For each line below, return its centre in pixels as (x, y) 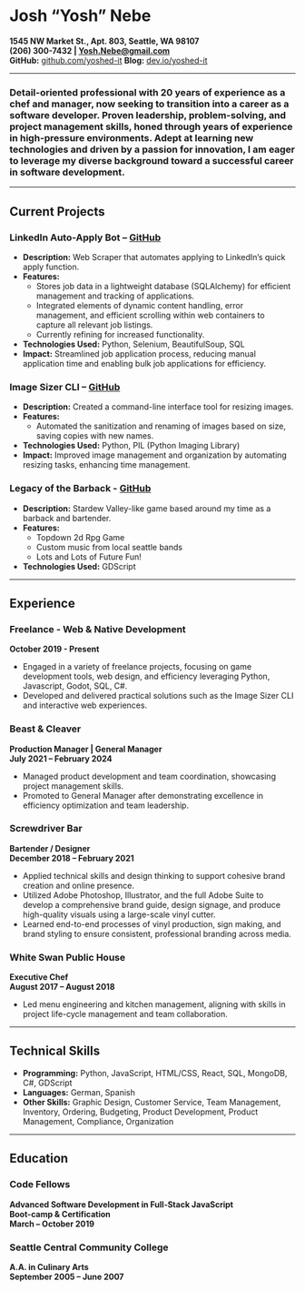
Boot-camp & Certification (60, 1214)
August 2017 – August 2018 (62, 987)
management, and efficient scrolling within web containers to (150, 315)
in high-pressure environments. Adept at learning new (132, 137)
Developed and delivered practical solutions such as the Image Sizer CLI (158, 696)
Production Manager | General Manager (86, 749)
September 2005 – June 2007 (67, 1276)
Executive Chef (39, 977)
